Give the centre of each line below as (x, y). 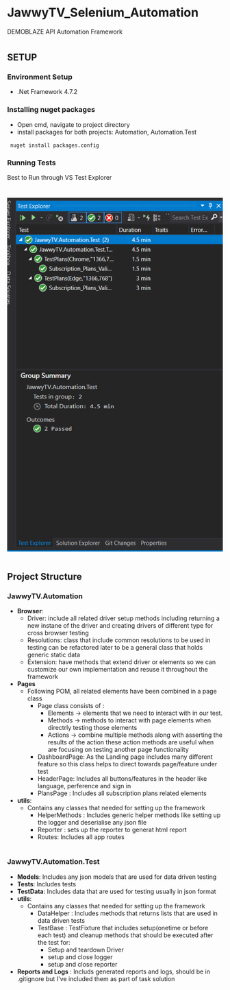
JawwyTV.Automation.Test (53, 862)
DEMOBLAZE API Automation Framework (65, 32)
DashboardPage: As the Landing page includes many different (125, 757)
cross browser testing (58, 633)
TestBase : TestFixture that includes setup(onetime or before (123, 928)
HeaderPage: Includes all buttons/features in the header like (122, 779)
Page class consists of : (71, 706)
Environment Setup (40, 77)
